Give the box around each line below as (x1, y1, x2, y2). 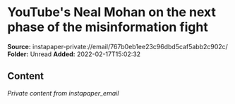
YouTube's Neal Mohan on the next (7, 4, 217, 20)
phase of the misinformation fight (7, 19, 208, 35)
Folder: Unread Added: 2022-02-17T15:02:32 (7, 50, 141, 58)
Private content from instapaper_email (7, 89, 119, 97)
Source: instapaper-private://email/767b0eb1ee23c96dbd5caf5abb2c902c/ (7, 42, 228, 51)
